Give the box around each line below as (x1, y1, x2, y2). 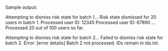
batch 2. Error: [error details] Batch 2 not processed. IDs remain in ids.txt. (5, 40, 159, 46)
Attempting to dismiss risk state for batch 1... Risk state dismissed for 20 (5, 14, 157, 20)
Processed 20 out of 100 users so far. (5, 25, 84, 31)
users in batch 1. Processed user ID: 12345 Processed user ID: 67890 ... (5, 20, 156, 25)
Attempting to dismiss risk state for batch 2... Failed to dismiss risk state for (5, 35, 163, 40)
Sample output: (5, 5, 37, 10)
